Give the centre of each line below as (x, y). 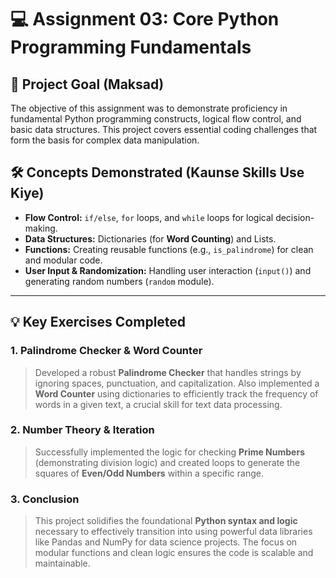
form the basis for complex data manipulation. (105, 140)
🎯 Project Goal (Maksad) (87, 84)
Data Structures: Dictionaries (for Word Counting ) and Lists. (150, 238)
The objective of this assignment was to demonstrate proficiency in (149, 108)
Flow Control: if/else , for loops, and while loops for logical (149, 217)
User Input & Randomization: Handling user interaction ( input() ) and (168, 270)
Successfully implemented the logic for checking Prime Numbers (169, 452)
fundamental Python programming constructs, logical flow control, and (156, 119)
